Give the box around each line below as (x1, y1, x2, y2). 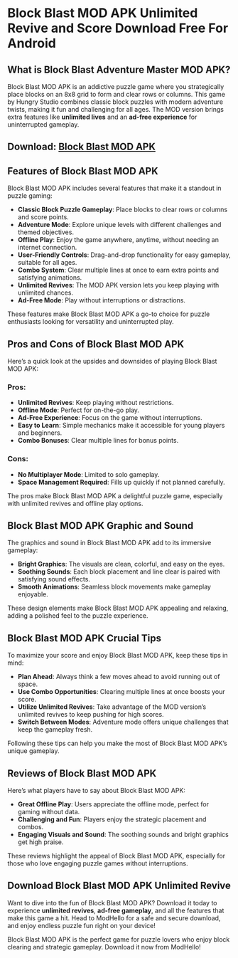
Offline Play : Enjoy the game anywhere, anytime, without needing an (17, 236, 219, 244)
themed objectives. (17, 228, 75, 236)
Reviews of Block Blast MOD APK (7, 767, 157, 779)
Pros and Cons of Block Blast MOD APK (7, 338, 185, 350)
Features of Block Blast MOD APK (7, 165, 158, 177)
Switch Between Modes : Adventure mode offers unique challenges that (17, 717, 229, 727)
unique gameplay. (7, 747, 60, 755)
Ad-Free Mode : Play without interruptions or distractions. (17, 296, 186, 305)
